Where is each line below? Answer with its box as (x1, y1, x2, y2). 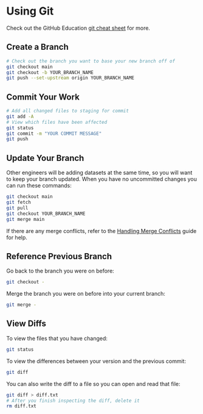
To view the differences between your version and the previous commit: (6, 357, 187, 365)
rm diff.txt (6, 403, 36, 409)
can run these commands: (6, 182, 72, 189)
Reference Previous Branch (6, 251, 112, 262)
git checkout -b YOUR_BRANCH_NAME (6, 69, 94, 75)
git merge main (6, 216, 45, 222)
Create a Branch (6, 42, 69, 52)
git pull (6, 205, 29, 211)
